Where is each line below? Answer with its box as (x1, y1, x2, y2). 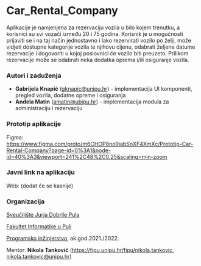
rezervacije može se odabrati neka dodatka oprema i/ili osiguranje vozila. (6, 56, 189, 63)
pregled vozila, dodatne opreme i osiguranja (15, 92, 126, 99)
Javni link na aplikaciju (6, 168, 75, 177)
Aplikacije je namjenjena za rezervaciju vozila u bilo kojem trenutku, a (6, 24, 180, 31)
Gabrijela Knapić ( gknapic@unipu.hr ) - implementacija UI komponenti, (15, 85, 192, 93)
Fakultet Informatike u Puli (6, 223, 72, 230)
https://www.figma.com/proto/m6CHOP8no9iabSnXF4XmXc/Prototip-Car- (6, 140, 194, 147)
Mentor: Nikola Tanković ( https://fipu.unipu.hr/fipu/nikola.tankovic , (6, 247, 175, 254)
